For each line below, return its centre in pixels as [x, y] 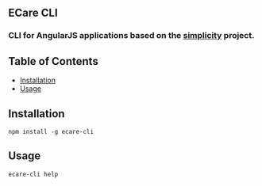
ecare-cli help [33, 174]
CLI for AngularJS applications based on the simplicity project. [131, 36]
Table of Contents [54, 61]
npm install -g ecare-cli [51, 131]
